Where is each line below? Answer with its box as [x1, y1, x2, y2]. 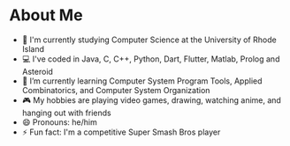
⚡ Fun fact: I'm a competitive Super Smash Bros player [21, 127, 221, 137]
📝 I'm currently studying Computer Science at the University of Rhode [21, 34, 277, 45]
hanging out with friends [21, 107, 112, 118]
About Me [9, 5, 83, 26]
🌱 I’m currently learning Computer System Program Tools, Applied [21, 76, 263, 86]
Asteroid [21, 66, 53, 77]
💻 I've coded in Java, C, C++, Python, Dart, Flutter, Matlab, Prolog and [21, 54, 280, 64]
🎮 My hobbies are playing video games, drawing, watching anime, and [21, 94, 281, 106]
